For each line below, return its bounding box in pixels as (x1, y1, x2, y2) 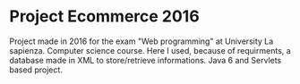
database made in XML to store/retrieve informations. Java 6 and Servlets (9, 55, 282, 65)
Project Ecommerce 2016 (9, 6, 200, 27)
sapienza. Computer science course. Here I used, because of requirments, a (9, 45, 291, 55)
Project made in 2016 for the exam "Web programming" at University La (9, 36, 274, 46)
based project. (9, 64, 63, 75)
